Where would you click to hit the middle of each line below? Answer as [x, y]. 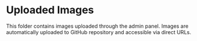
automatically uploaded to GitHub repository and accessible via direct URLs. [99, 32]
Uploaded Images [50, 10]
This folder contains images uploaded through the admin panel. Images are [97, 26]
